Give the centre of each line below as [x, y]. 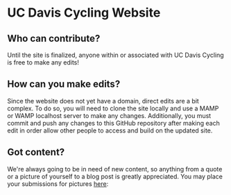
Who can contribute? [54, 39]
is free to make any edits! [43, 62]
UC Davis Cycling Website [84, 13]
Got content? [36, 152]
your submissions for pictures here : [58, 184]
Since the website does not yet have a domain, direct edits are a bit [103, 101]
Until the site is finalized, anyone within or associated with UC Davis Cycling [115, 55]
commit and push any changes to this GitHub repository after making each [113, 123]
